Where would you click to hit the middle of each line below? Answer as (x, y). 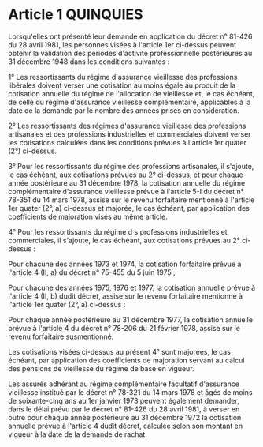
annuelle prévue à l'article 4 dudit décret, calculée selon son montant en (125, 426)
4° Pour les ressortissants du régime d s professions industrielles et (118, 231)
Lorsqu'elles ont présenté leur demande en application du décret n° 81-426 (131, 36)
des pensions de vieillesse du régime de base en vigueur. (101, 368)
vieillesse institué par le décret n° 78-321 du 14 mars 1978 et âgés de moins (131, 392)
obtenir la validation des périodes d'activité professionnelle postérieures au (130, 53)
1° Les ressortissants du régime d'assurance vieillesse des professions (123, 77)
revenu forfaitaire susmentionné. (61, 336)
